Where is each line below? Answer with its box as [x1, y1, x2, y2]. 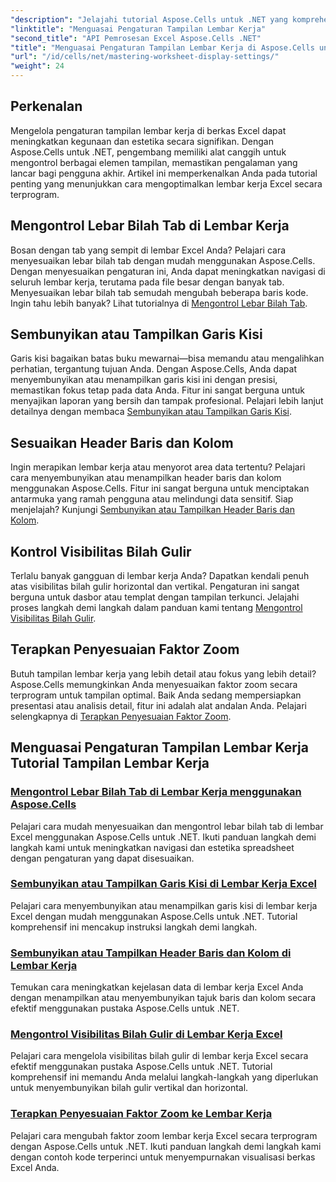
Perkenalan [10, 98, 83, 115]
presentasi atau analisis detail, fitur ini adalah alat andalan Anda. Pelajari [10, 699, 308, 711]
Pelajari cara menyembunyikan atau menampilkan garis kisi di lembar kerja [10, 899, 318, 911]
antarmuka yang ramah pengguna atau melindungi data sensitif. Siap [10, 493, 294, 505]
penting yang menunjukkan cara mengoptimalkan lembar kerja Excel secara [10, 177, 323, 190]
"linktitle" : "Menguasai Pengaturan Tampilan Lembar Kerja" [10, 24, 267, 34]
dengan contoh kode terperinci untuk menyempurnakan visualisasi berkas [10, 1151, 316, 1163]
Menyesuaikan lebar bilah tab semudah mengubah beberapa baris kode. [10, 286, 309, 298]
